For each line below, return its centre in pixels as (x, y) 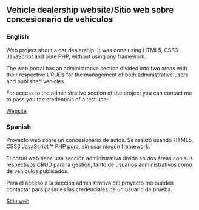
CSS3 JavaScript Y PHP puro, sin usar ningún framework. (78, 146)
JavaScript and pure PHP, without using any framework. (76, 56)
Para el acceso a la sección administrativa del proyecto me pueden (90, 183)
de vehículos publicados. (38, 171)
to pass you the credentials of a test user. (58, 99)
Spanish (19, 127)
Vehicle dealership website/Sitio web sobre (90, 10)
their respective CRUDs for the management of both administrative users (97, 75)
